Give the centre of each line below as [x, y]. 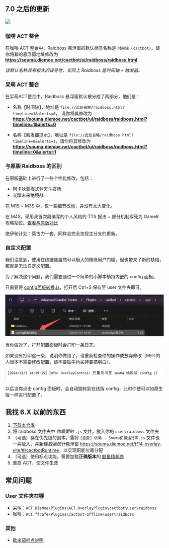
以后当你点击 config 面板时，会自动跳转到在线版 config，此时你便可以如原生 [84, 388]
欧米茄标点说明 [28, 540]
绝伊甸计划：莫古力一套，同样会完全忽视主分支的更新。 [62, 233]
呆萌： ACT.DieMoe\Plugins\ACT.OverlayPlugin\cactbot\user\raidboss [84, 508]
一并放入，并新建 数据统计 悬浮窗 [46, 444]
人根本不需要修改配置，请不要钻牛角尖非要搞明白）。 [59, 362]
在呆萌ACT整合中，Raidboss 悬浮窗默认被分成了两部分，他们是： [73, 97]
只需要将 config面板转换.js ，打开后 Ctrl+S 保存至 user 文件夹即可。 [75, 287]
